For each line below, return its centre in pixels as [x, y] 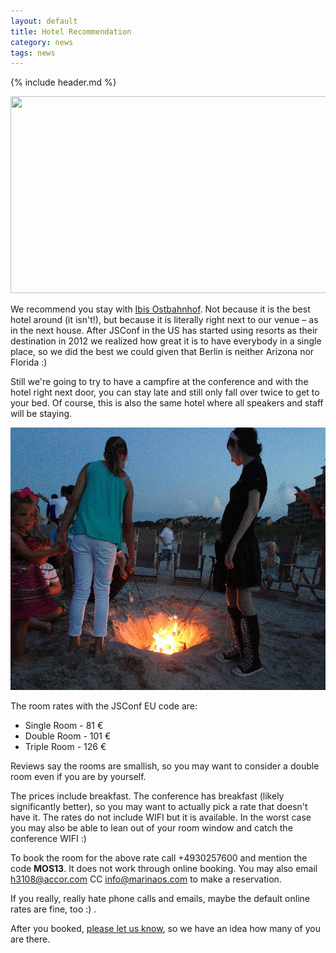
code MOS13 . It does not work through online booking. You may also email [164, 869]
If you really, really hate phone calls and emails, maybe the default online [160, 899]
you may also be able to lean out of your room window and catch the [151, 828]
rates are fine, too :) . [53, 909]
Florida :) [29, 362]
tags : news [33, 53]
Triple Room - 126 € [65, 747]
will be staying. [41, 414]
